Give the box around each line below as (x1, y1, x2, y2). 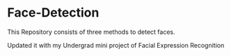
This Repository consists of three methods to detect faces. (7, 28, 175, 36)
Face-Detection (7, 5, 99, 21)
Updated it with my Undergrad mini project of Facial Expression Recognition (7, 41, 225, 49)
